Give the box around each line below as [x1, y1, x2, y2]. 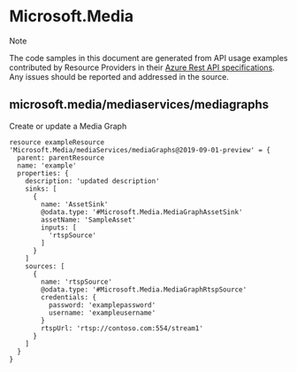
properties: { [17, 168, 69, 178]
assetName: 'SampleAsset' [41, 215, 137, 224]
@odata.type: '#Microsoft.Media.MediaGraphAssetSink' [41, 207, 243, 216]
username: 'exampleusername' [48, 308, 156, 317]
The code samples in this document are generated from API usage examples [9, 52, 288, 63]
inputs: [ [41, 223, 77, 232]
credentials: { [41, 292, 97, 302]
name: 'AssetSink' [41, 199, 109, 209]
